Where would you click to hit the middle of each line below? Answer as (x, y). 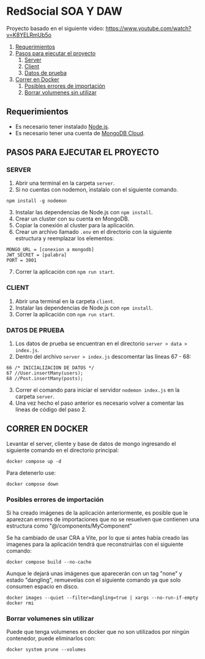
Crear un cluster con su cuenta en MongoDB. (72, 219)
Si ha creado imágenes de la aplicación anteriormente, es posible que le (97, 513)
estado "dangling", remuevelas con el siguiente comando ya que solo (94, 580)
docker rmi (20, 603)
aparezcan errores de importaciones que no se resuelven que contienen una (103, 520)
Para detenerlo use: (31, 473)
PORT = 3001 (21, 260)
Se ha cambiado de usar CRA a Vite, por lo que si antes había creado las (98, 538)
